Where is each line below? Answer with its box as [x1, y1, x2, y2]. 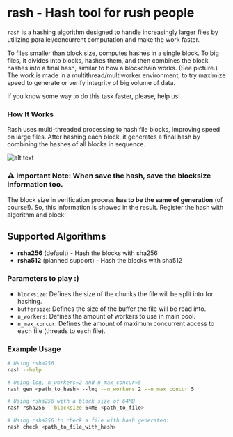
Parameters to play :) [7, 274, 79, 284]
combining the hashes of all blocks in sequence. [7, 140, 146, 148]
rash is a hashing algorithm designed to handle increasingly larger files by [7, 28, 219, 36]
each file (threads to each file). [17, 326, 106, 335]
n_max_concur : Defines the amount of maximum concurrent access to [17, 319, 215, 328]
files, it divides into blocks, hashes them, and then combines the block [7, 56, 209, 64]
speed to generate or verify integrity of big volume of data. [7, 78, 176, 86]
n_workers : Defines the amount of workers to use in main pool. [17, 312, 196, 320]
